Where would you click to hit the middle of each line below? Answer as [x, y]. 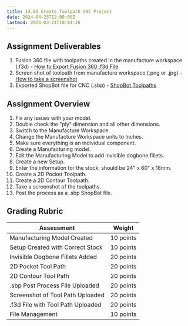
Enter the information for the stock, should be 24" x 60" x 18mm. [93, 168]
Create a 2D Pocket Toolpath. [51, 174]
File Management [33, 314]
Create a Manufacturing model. [53, 149]
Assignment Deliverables [54, 46]
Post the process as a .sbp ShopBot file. [63, 193]
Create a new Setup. [40, 162]
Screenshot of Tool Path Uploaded [57, 295]
